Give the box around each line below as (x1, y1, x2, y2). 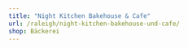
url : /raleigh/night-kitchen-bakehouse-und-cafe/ (8, 20, 181, 28)
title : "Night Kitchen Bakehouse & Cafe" (8, 11, 151, 20)
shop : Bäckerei (8, 27, 60, 35)
